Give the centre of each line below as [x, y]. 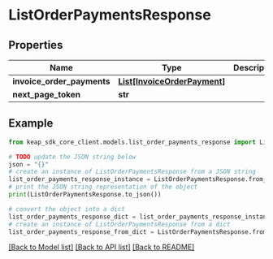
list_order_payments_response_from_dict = [81, 232]
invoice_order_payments [61, 81]
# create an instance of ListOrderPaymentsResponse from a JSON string [132, 172]
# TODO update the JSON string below [72, 157]
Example [31, 123]
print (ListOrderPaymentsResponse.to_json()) [85, 195]
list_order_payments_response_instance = [80, 179]
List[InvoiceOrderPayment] [171, 81]
